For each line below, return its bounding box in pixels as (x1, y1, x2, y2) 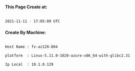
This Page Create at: (5, 4, 47, 10)
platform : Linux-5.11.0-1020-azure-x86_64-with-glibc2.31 (5, 53, 131, 58)
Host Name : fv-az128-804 (5, 44, 58, 50)
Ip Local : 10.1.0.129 (5, 62, 54, 67)
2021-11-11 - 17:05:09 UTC (5, 19, 60, 24)
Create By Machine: (5, 29, 46, 35)
